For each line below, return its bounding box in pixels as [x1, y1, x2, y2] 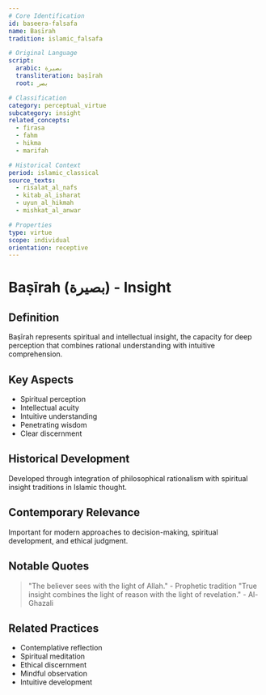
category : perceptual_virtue [8, 101, 107, 109]
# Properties [8, 220, 53, 229]
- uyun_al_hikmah [15, 199, 74, 207]
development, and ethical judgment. [8, 535, 129, 545]
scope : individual [8, 236, 70, 244]
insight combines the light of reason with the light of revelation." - [27, 589, 247, 599]
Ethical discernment [19, 660, 87, 670]
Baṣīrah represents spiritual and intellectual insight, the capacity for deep [8, 332, 252, 342]
